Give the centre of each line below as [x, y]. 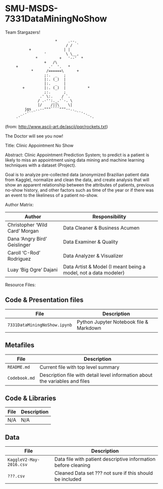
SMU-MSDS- [32, 8]
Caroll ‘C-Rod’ [24, 253]
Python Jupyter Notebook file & [113, 322]
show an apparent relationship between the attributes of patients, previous [80, 185]
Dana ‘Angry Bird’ [27, 238]
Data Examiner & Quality [90, 242]
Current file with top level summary [80, 367]
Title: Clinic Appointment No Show [39, 145]
